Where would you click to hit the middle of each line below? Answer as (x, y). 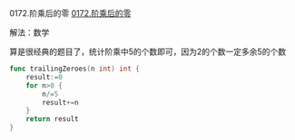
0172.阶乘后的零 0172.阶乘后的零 (70, 13)
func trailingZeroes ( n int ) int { (75, 69)
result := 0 (44, 77)
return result (52, 119)
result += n (60, 102)
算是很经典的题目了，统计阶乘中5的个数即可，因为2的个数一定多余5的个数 (148, 51)
